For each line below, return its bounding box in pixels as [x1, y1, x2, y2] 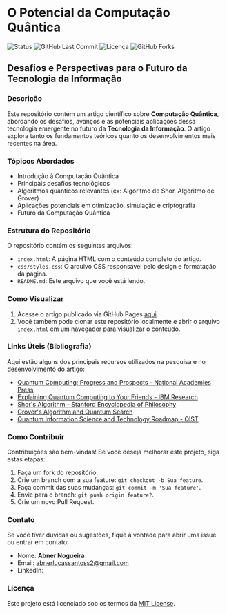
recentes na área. [7, 139, 57, 147]
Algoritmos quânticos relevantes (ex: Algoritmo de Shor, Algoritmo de [17, 186, 215, 195]
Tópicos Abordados [7, 156, 75, 166]
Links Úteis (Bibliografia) [7, 342, 92, 352]
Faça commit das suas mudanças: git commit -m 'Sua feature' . [17, 483, 201, 492]
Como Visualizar [7, 294, 64, 304]
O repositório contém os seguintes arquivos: [7, 242, 133, 250]
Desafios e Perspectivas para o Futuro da [7, 62, 188, 74]
